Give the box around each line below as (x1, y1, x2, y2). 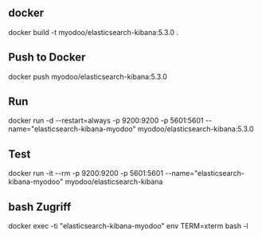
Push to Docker (8, 51, 86, 64)
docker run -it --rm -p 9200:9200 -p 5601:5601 (8, 169, 164, 178)
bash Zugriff (8, 200, 72, 213)
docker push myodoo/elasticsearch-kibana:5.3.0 (8, 72, 167, 81)
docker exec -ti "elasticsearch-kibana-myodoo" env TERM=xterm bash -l (8, 221, 248, 231)
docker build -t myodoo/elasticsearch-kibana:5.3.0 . (8, 27, 179, 37)
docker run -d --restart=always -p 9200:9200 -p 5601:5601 (8, 115, 204, 126)
